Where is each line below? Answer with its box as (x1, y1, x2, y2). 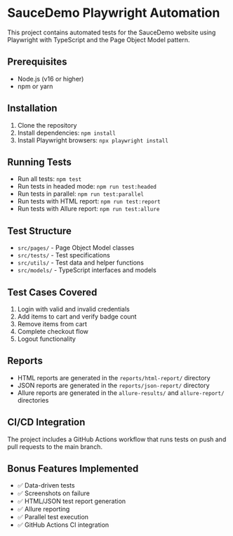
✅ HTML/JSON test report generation (17, 497, 126, 506)
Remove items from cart (17, 320, 88, 328)
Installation (7, 102, 58, 114)
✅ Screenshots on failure (17, 489, 90, 497)
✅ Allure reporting (17, 505, 70, 514)
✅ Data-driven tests (17, 481, 75, 490)
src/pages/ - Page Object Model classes (17, 243, 135, 252)
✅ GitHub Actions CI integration (17, 521, 109, 529)
